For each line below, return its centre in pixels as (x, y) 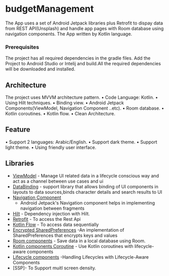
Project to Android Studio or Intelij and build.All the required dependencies (83, 64)
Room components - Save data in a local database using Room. (79, 241)
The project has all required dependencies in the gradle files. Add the (78, 58)
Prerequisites (22, 47)
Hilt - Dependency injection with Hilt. (51, 214)
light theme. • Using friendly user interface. (51, 147)
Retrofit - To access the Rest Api (47, 219)
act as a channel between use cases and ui (58, 181)
